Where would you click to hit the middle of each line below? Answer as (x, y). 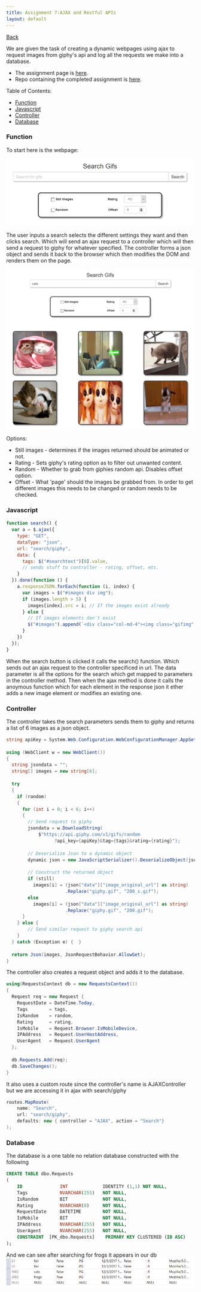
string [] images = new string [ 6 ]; (54, 771)
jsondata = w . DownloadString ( (65, 828)
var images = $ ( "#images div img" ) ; (68, 593)
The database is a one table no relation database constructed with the (92, 1156)
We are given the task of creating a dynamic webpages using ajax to (91, 49)
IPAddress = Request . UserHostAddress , (68, 1035)
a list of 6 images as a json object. (48, 727)
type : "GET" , (33, 536)
